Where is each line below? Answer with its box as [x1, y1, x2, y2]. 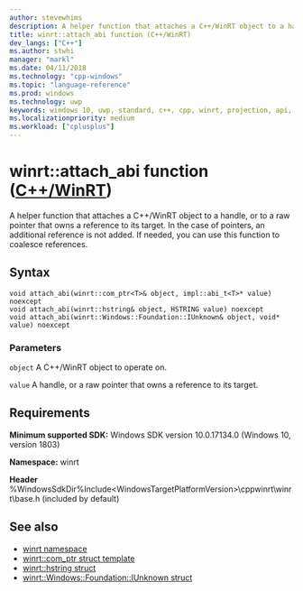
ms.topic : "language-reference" [9, 80, 131, 89]
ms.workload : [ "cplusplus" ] [9, 123, 115, 132]
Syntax [9, 265, 50, 281]
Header [9, 474, 38, 485]
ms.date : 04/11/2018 [9, 64, 87, 73]
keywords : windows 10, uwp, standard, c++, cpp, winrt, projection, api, [9, 106, 293, 115]
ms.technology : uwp [9, 97, 83, 106]
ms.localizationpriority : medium [9, 114, 135, 123]
